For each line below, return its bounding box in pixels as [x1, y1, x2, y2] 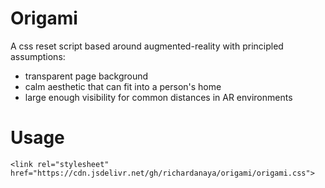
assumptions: [10, 50, 66, 62]
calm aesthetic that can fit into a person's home [24, 80, 222, 92]
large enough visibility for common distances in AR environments [24, 91, 293, 103]
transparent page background [24, 70, 149, 82]
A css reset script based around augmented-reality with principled [10, 40, 284, 52]
